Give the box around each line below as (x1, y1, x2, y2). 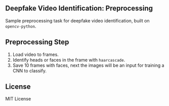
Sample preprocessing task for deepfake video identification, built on (5, 17, 150, 23)
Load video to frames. (12, 51, 59, 58)
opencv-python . (5, 23, 37, 29)
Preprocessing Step (5, 38, 70, 46)
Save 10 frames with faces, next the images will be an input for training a (12, 62, 164, 68)
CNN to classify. (12, 67, 47, 73)
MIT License (5, 96, 31, 102)
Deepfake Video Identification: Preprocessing (5, 4, 153, 13)
